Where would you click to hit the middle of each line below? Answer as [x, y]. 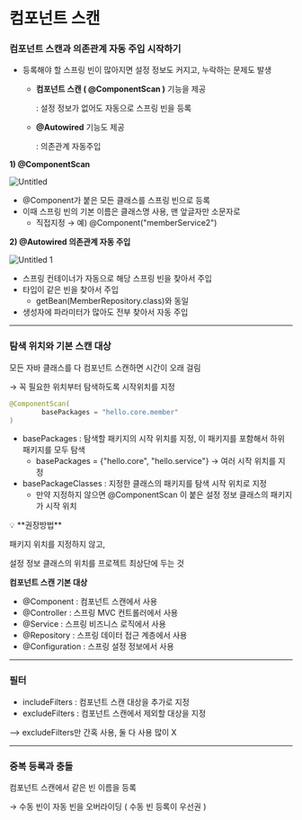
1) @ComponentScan [50, 165]
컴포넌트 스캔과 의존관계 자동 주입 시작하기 [95, 49]
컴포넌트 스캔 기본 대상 [49, 583]
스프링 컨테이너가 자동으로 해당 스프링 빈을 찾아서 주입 [117, 279]
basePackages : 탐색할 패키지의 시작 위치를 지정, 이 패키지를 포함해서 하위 [153, 439]
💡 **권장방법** [36, 525]
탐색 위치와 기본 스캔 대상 [61, 346]
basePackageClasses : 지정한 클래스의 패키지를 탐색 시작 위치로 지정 [144, 484]
